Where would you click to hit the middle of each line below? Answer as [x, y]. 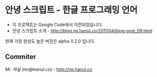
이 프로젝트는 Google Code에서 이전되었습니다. [57, 25]
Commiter [21, 57]
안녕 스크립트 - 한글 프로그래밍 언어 [71, 10]
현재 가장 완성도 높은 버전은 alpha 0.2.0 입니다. [50, 41]
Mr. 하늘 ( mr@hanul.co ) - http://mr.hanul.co [49, 69]
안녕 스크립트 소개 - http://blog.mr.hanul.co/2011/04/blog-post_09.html [82, 30]
